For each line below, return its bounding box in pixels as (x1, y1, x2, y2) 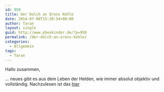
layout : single (5, 26, 36, 31)
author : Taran (5, 21, 34, 26)
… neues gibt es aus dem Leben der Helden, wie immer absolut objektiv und (5, 76, 160, 82)
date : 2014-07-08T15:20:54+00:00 (5, 16, 74, 21)
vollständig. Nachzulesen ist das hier (5, 81, 80, 87)
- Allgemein (9, 44, 34, 49)
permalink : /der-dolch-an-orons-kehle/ (5, 35, 87, 40)
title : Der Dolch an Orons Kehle (5, 12, 74, 17)
